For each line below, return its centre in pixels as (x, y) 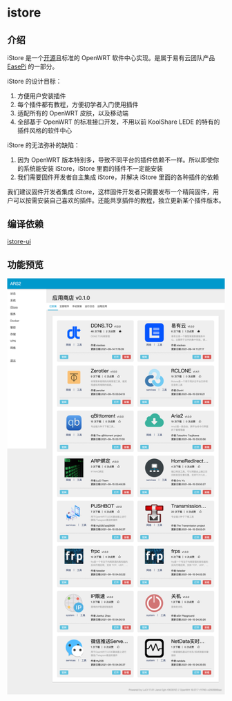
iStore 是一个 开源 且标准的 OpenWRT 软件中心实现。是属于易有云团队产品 (111, 58)
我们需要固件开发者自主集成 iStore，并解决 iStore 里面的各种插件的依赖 (118, 177)
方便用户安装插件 (41, 96)
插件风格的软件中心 (45, 130)
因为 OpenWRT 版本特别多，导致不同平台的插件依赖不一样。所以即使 (115, 160)
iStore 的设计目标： (35, 81)
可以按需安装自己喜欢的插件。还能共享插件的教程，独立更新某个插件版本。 (119, 200)
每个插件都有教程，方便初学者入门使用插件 (78, 104)
